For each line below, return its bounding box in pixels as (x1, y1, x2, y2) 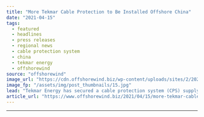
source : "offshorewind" (6, 71, 67, 77)
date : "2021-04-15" (6, 15, 56, 21)
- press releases (12, 37, 56, 43)
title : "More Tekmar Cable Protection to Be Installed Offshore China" (6, 8, 191, 15)
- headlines (12, 32, 42, 38)
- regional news (12, 43, 53, 49)
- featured (12, 25, 39, 32)
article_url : (6, 93, 39, 99)
